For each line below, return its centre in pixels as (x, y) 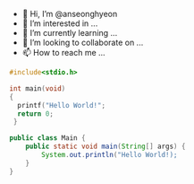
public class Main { (48, 138)
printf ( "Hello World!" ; (61, 105)
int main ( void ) (38, 88)
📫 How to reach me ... (63, 53)
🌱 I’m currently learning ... (70, 33)
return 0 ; (35, 114)
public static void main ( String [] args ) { (105, 147)
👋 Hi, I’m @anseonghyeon (70, 14)
